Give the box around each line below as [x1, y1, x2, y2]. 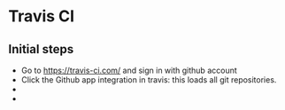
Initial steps [8, 42, 74, 57]
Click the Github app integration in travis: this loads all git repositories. [20, 75, 277, 85]
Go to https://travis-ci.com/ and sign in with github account [20, 65, 238, 75]
